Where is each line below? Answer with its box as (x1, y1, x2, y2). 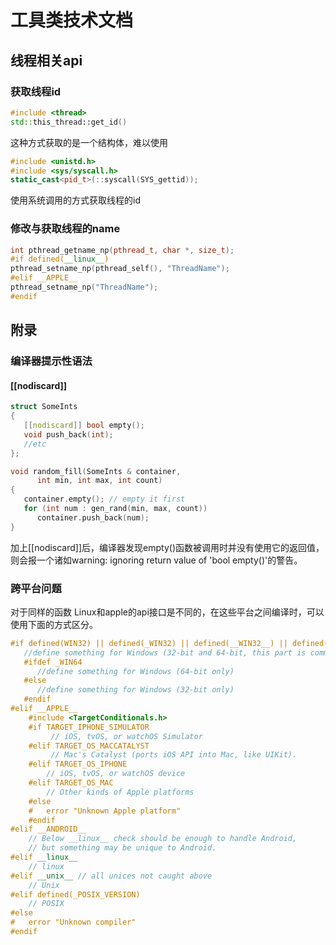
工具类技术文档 (10, 9, 134, 32)
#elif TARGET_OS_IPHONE (28, 759, 128, 770)
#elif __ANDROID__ (10, 824, 87, 835)
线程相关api (10, 52, 83, 69)
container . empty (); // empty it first (23, 494, 186, 505)
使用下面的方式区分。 (10, 618, 98, 630)
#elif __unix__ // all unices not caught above (10, 871, 213, 881)
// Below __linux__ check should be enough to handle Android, (28, 834, 298, 844)
